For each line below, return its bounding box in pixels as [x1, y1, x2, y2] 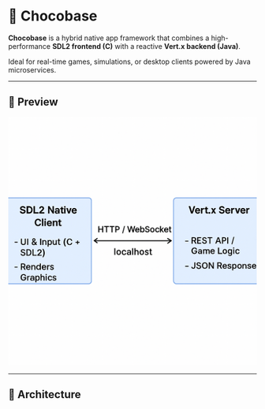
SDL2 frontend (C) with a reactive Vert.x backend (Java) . [52, 41, 241, 50]
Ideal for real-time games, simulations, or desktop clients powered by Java [8, 57, 251, 66]
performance [8, 41, 51, 50]
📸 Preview [8, 95, 58, 109]
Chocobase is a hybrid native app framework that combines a [8, 33, 210, 43]
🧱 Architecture [8, 388, 81, 401]
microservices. [8, 65, 57, 74]
